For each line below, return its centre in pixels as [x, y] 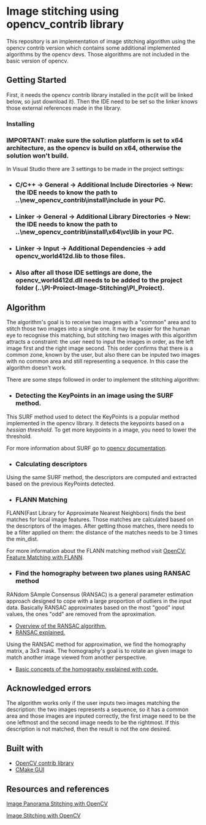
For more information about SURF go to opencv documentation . [87, 448]
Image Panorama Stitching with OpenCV [57, 804]
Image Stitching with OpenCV [44, 816]
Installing [21, 124]
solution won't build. [38, 156]
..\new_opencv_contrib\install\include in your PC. [90, 200]
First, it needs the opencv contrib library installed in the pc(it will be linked [100, 95]
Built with [25, 748]
